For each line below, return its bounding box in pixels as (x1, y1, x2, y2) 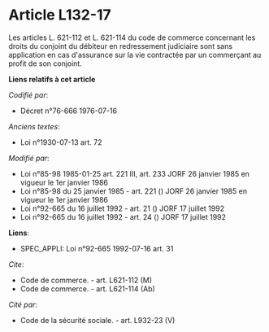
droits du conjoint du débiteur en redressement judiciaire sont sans (8, 41, 233, 50)
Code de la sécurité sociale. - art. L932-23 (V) (20, 315, 176, 325)
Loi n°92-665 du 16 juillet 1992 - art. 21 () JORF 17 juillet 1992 (20, 203, 225, 213)
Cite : (8, 259, 24, 269)
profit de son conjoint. (8, 59, 83, 68)
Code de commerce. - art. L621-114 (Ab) (20, 283, 156, 294)
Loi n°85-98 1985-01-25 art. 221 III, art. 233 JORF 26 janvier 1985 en (20, 168, 250, 178)
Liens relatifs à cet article (8, 74, 96, 84)
